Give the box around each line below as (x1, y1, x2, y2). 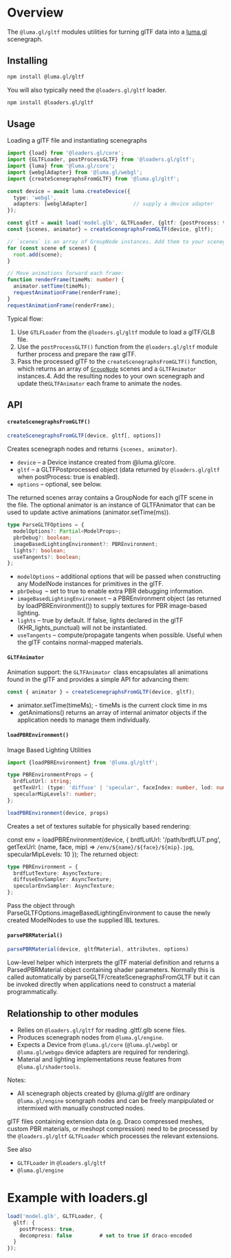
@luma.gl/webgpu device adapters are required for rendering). (16, 1048, 190, 1056)
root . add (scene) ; (13, 251, 63, 258)
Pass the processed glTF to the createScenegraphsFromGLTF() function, (16, 357, 218, 365)
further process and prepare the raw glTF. (16, 349, 137, 358)
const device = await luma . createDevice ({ (7, 187, 131, 194)
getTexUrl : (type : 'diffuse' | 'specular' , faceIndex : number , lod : (13, 784, 214, 791)
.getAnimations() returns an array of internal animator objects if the (16, 709, 208, 717)
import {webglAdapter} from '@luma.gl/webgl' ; (7, 169, 143, 176)
